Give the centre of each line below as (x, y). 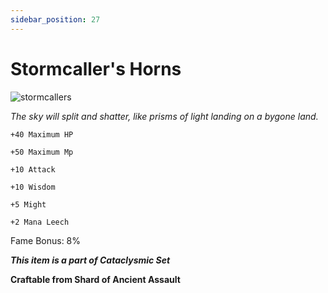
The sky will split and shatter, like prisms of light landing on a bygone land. (164, 116)
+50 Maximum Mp (42, 152)
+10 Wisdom (33, 187)
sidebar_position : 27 (55, 19)
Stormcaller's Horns (96, 68)
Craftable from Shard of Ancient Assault (95, 279)
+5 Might (28, 204)
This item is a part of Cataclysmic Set (90, 260)
